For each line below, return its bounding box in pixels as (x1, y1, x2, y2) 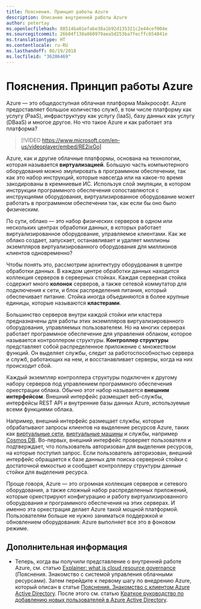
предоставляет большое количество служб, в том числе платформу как (6, 106, 192, 113)
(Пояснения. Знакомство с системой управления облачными (14, 571, 173, 578)
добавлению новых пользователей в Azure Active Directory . (14, 596, 168, 604)
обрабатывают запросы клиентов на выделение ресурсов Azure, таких (6, 423, 190, 430)
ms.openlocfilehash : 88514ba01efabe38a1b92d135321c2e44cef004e (6, 25, 168, 32)
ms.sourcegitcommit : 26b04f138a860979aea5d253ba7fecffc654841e (6, 31, 168, 37)
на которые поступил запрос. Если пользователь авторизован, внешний (6, 449, 192, 456)
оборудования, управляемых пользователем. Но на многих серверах (6, 323, 186, 331)
